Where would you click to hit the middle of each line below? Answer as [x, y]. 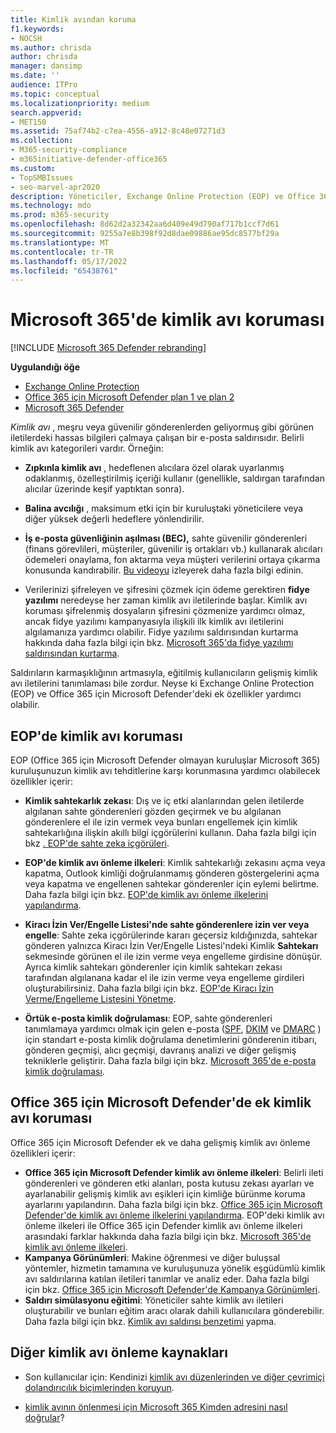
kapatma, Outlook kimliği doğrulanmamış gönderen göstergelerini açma [172, 873]
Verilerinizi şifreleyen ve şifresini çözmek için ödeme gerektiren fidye [167, 590]
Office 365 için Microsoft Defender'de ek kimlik [161, 1102]
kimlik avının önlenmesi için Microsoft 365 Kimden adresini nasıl [156, 1407]
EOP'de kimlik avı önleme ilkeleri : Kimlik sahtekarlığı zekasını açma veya [175, 862]
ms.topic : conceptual [55, 94]
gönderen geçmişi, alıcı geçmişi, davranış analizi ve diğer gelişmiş [160, 1050]
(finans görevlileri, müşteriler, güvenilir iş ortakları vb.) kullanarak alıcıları [173, 549]
